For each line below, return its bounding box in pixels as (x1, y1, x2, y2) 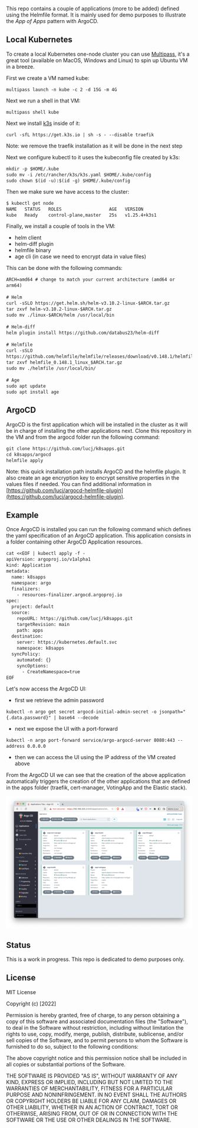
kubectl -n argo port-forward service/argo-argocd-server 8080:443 (6, 737, 176, 744)
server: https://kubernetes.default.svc (16, 639, 117, 645)
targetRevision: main (16, 622, 70, 628)
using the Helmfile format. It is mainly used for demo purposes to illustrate (6, 11, 186, 18)
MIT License (6, 988, 37, 995)
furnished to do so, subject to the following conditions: (6, 1043, 138, 1050)
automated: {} (16, 657, 51, 663)
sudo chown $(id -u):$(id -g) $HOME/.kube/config (6, 178, 131, 184)
